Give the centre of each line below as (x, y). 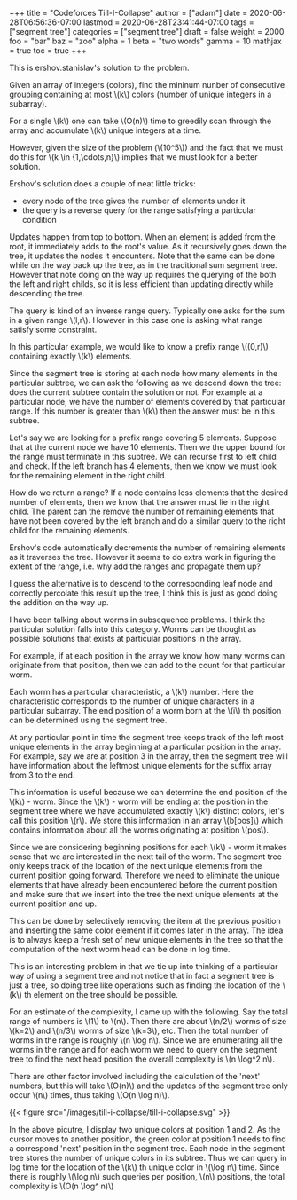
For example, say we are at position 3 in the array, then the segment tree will (148, 756)
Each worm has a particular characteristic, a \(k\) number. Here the (132, 692)
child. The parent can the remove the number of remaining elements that (142, 511)
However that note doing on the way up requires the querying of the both (143, 275)
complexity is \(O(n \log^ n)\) (62, 1186)
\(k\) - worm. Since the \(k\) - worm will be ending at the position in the (139, 801)
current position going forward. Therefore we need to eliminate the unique (145, 875)
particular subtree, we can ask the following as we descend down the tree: (145, 383)
